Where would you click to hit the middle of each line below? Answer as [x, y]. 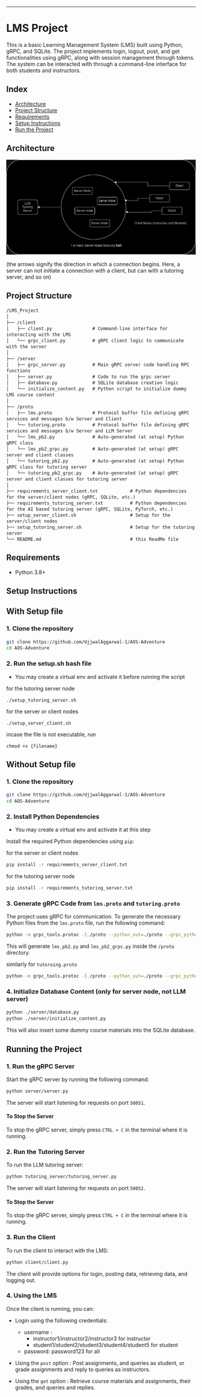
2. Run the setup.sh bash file [49, 664]
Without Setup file [41, 765]
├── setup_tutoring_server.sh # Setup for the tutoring [101, 527]
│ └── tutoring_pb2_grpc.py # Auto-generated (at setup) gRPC [93, 473]
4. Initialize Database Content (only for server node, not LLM [96, 992]
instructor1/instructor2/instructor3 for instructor [92, 1338]
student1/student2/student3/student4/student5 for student [106, 1345]
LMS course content [31, 395]
